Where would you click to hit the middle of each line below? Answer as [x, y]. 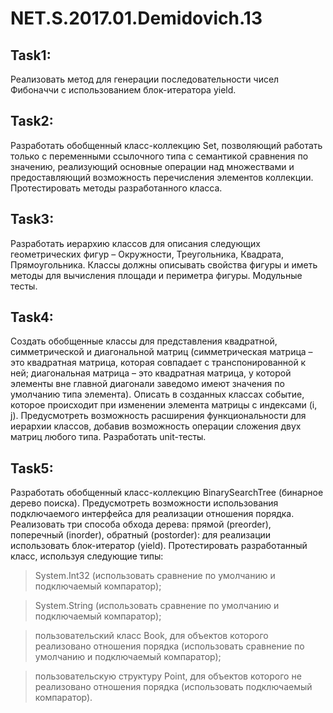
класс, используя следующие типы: [87, 556]
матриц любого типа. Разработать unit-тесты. [108, 437]
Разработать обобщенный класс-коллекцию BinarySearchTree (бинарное [167, 493]
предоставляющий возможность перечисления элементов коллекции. [162, 177]
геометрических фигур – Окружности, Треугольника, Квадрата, [147, 254]
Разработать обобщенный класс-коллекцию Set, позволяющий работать [166, 145]
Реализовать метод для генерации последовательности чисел [145, 79]
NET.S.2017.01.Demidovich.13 [136, 18]
